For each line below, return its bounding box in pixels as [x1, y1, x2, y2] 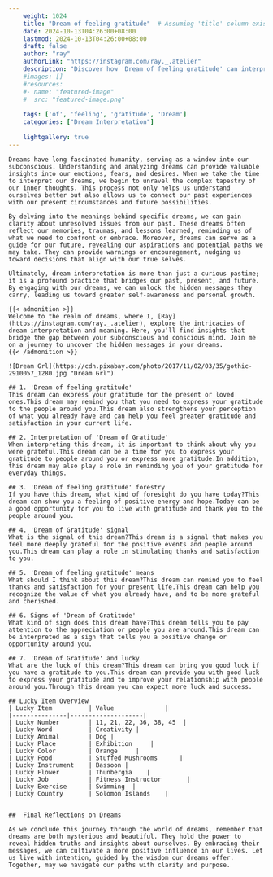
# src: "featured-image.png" [23, 95, 126, 103]
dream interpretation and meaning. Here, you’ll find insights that [8, 327, 245, 335]
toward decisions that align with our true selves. [8, 255, 187, 263]
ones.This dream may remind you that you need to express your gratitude [8, 397, 264, 406]
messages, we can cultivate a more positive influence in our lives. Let [8, 846, 264, 855]
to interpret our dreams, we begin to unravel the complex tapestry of [8, 177, 256, 185]
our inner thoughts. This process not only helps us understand [8, 184, 231, 192]
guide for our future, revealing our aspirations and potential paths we [8, 241, 264, 249]
